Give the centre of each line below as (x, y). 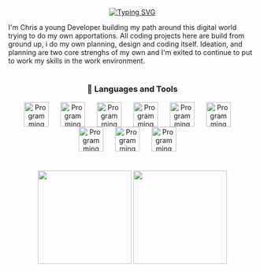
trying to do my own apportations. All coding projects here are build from (126, 36)
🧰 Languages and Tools (132, 89)
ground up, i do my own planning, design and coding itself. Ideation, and (125, 44)
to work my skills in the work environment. (77, 61)
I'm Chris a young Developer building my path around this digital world (123, 27)
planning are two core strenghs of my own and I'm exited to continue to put (130, 52)
